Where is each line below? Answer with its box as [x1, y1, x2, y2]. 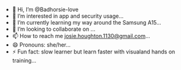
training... [12, 57, 37, 64]
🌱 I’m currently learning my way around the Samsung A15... [12, 19, 161, 26]
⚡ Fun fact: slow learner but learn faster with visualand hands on [12, 48, 175, 55]
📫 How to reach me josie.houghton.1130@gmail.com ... [12, 33, 150, 39]
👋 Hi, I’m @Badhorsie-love [12, 6, 79, 13]
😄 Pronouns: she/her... [12, 41, 71, 49]
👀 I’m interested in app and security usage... [12, 12, 124, 20]
